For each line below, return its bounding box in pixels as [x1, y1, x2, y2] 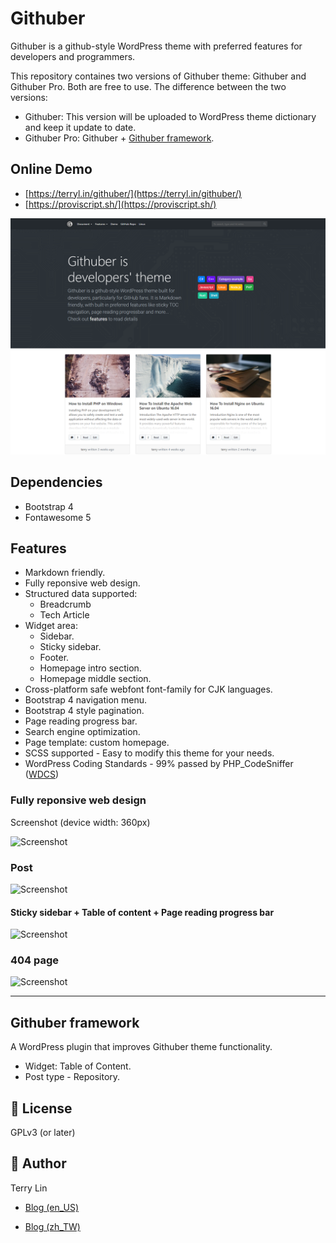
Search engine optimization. [24, 726, 141, 738]
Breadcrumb [39, 598, 92, 611]
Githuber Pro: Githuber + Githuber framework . [24, 132, 215, 144]
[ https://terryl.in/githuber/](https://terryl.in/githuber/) [24, 187, 242, 199]
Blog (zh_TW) [24, 1220, 81, 1232]
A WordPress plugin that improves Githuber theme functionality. [10, 1041, 273, 1053]
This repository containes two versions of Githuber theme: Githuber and [10, 70, 307, 82]
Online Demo [10, 161, 93, 178]
